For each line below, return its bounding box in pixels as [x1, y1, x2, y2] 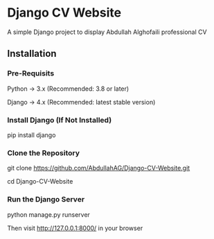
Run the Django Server [7, 195, 85, 204]
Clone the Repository [7, 148, 80, 157]
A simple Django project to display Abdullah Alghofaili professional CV [7, 28, 207, 36]
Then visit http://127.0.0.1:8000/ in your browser [7, 224, 143, 232]
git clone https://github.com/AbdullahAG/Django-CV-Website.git [7, 164, 190, 172]
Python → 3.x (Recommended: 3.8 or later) [7, 85, 130, 93]
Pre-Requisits [7, 69, 55, 78]
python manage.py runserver [7, 210, 90, 219]
